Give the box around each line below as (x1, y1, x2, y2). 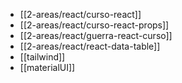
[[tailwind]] (19, 51, 66, 63)
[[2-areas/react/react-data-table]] (19, 40, 161, 52)
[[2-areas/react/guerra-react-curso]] (19, 30, 173, 41)
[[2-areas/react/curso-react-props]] (19, 19, 170, 31)
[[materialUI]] (19, 62, 76, 73)
